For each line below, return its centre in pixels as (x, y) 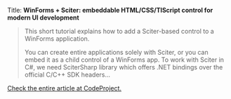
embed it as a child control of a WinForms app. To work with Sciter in (124, 60)
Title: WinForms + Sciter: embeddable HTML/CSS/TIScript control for (110, 10)
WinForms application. (57, 39)
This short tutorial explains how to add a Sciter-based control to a (119, 31)
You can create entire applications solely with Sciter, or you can (116, 52)
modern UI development (43, 18)
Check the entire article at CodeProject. (64, 88)
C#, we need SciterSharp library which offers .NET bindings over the (124, 67)
